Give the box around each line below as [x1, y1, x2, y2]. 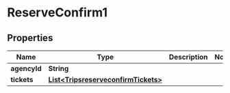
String [48, 64, 69, 73]
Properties [7, 32, 53, 44]
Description [168, 53, 208, 62]
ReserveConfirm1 [7, 5, 108, 21]
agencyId [10, 64, 42, 73]
